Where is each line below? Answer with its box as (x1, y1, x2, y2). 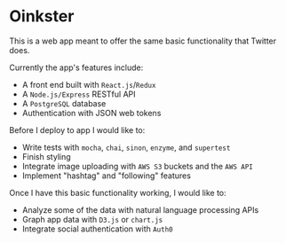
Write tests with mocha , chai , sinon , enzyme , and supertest (21, 142, 231, 153)
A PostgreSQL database (21, 98, 107, 108)
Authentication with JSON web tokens (21, 107, 162, 118)
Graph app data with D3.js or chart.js (21, 214, 163, 224)
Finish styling (21, 151, 71, 161)
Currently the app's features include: (9, 62, 144, 73)
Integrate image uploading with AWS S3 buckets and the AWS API (21, 161, 253, 171)
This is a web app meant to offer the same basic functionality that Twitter (9, 35, 277, 46)
